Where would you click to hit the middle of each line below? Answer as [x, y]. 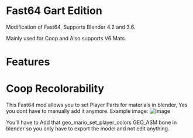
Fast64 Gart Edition [54, 11]
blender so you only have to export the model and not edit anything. [88, 129]
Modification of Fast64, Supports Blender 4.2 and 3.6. [71, 27]
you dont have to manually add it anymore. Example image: [77, 111]
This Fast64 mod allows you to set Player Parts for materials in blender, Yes [97, 105]
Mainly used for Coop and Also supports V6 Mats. [66, 38]
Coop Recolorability [55, 89]
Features [28, 62]
